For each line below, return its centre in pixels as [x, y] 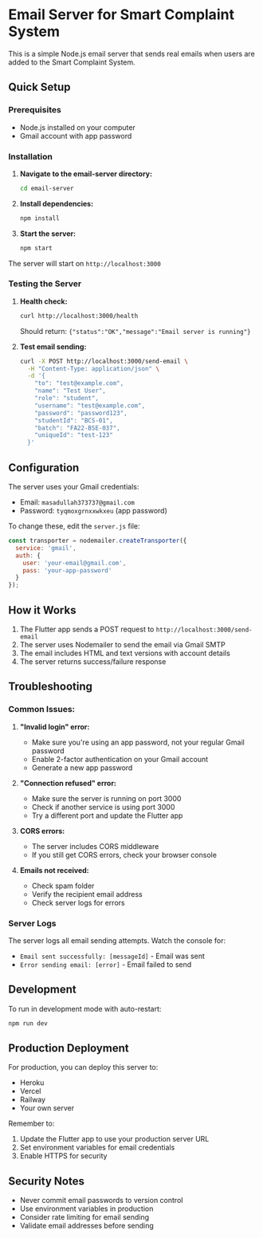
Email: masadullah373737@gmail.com [77, 502]
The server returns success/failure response [93, 661]
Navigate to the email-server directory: [86, 174]
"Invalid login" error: [55, 726]
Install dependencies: [57, 203]
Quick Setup [39, 87]
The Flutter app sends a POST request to [87, 629]
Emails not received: [54, 870]
